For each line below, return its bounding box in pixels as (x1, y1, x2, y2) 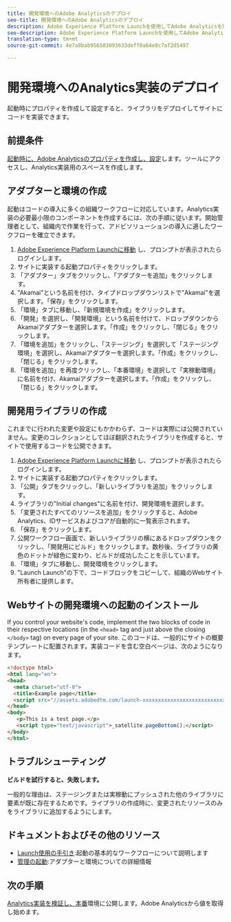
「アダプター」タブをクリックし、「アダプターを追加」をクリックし (16, 271, 208, 279)
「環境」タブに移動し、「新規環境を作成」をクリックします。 (16, 305, 189, 314)
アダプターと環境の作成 (7, 185, 107, 197)
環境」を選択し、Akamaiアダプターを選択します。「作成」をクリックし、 (16, 349, 222, 357)
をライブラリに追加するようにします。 (7, 807, 115, 815)
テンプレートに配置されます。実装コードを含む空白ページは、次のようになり (7, 642, 223, 650)
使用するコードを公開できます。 (25, 442, 115, 450)
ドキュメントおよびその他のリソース (7, 829, 160, 841)
